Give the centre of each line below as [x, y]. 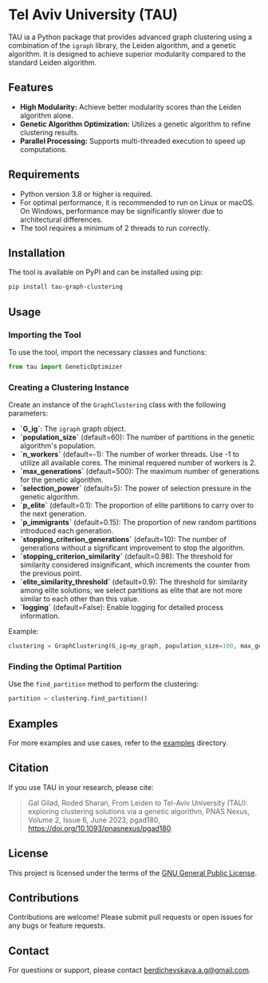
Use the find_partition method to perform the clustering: [104, 684]
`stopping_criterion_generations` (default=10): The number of [123, 540]
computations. [43, 149]
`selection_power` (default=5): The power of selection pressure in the [135, 488]
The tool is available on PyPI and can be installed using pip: [106, 272]
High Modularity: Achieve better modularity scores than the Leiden [130, 106]
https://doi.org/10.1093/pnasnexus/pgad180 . [100, 828]
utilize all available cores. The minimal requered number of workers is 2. [138, 463]
